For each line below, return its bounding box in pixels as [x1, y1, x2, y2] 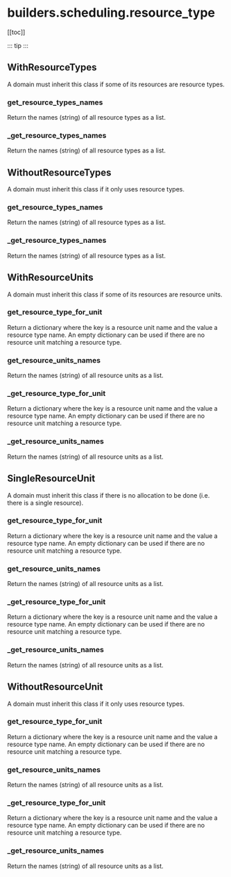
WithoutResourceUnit [7, 681, 103, 693]
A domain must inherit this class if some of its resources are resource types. [7, 80, 225, 88]
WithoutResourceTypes [7, 166, 112, 178]
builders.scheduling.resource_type [7, 5, 215, 21]
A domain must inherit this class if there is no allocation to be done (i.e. [7, 491, 210, 499]
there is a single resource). [7, 498, 84, 507]
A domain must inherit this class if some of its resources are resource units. [7, 290, 223, 299]
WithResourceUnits [7, 271, 94, 283]
